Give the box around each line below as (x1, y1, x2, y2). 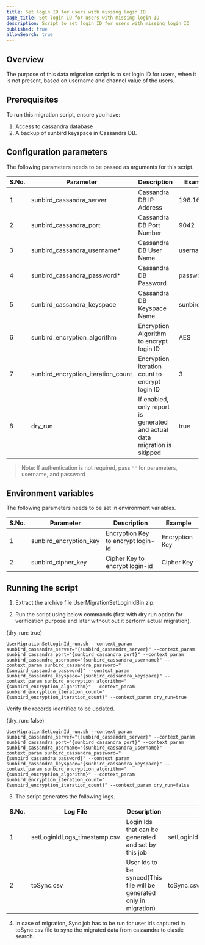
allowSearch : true (6, 32, 53, 38)
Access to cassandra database (15, 123, 93, 130)
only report (138, 403, 170, 411)
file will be (126, 881, 156, 889)
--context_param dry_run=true (110, 695, 187, 701)
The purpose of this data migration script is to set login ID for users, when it (6, 70, 196, 78)
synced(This (126, 874, 162, 882)
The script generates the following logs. (15, 793, 116, 800)
